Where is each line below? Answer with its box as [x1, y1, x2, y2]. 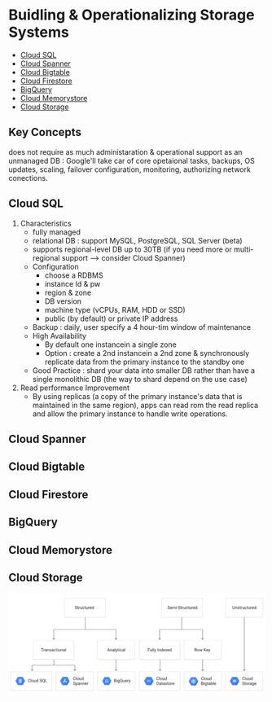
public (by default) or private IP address [44, 314, 178, 323]
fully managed [32, 226, 81, 237]
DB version [44, 296, 82, 306]
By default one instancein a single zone [44, 340, 177, 349]
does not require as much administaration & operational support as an [8, 147, 243, 156]
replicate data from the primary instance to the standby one [44, 357, 245, 366]
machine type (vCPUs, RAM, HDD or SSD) [44, 305, 186, 314]
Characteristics [20, 218, 72, 228]
